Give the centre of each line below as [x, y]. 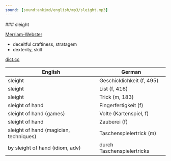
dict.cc [12, 59]
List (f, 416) [113, 88]
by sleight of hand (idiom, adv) [45, 148]
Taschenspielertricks [124, 151]
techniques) [22, 136]
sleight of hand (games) [36, 113]
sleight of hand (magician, [39, 130]
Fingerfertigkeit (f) [121, 105]
